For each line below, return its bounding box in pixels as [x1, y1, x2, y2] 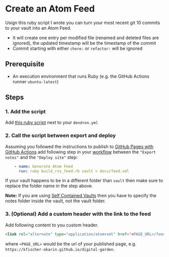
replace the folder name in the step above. [5, 183, 93, 189]
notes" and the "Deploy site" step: [5, 154, 78, 160]
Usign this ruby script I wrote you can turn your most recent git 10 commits [5, 20, 160, 26]
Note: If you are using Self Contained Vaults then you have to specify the [5, 193, 157, 199]
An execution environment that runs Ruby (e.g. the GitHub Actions [12, 73, 149, 79]
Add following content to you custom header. [5, 222, 99, 228]
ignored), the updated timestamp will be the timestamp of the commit [12, 40, 156, 46]
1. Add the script [5, 108, 46, 115]
